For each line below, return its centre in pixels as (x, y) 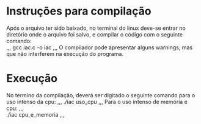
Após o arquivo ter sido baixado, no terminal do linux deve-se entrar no (96, 28)
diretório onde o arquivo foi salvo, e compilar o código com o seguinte (95, 34)
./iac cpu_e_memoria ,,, (35, 114)
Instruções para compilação (79, 11)
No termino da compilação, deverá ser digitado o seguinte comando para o (101, 95)
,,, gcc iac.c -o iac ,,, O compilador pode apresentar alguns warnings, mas (100, 47)
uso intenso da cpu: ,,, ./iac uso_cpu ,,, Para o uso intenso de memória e (97, 102)
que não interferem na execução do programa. (65, 53)
